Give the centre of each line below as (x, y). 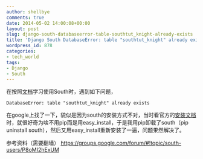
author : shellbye (28, 12)
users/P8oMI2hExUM (33, 150)
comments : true (25, 18)
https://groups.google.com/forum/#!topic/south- (121, 143)
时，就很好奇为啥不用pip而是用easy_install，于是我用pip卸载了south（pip (98, 123)
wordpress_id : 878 (29, 46)
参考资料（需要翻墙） (33, 143)
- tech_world (23, 57)
